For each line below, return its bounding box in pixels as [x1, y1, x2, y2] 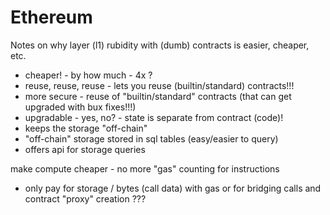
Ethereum [10, 6, 93, 29]
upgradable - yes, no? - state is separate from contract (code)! [24, 111, 284, 123]
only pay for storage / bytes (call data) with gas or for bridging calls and [24, 182, 322, 194]
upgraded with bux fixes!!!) [24, 101, 137, 113]
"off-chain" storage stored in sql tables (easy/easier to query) [24, 132, 279, 145]
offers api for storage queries [24, 143, 146, 155]
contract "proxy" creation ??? [24, 192, 147, 205]
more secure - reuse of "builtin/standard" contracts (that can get [24, 90, 292, 102]
